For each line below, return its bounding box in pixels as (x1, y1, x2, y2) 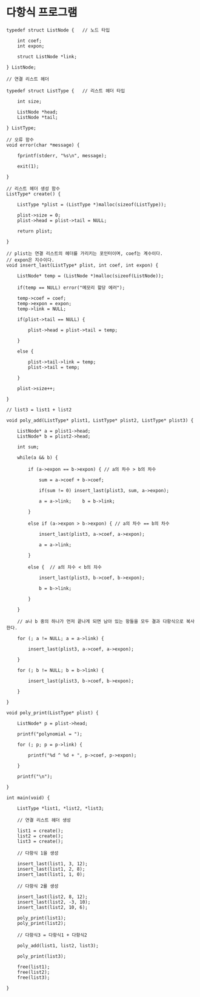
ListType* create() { (6, 191, 61, 197)
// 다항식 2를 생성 (17, 883, 59, 889)
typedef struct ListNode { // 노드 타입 (6, 27, 110, 33)
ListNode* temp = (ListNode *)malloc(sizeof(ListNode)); (17, 272, 164, 279)
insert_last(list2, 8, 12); (17, 893, 88, 900)
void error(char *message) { (6, 142, 80, 148)
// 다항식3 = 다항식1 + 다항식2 (17, 932, 88, 938)
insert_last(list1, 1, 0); (17, 871, 85, 877)
